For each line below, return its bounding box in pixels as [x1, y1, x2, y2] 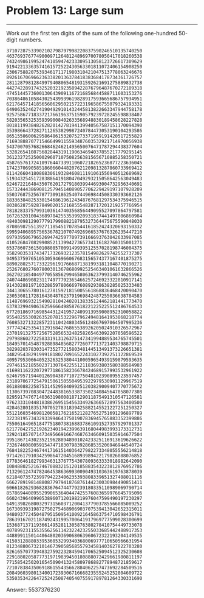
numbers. [18, 36, 42, 43]
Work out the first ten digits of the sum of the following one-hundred [6, 29, 177, 37]
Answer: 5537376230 [6, 586, 61, 593]
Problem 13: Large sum [6, 4, 124, 18]
